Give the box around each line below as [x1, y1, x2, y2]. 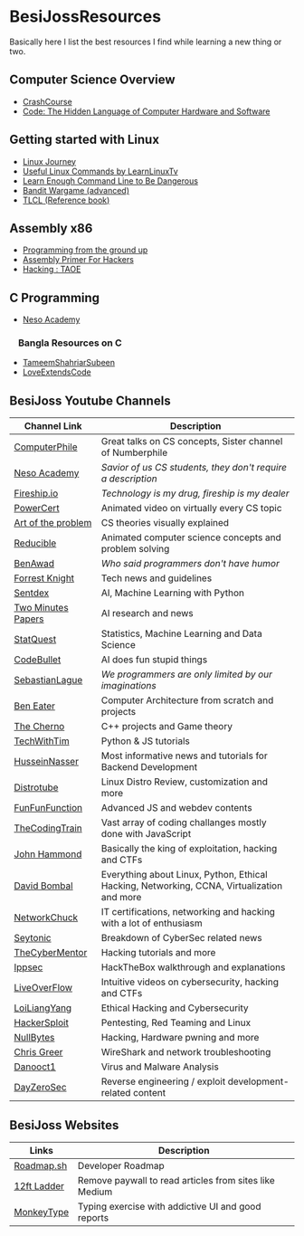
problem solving [100, 543, 170, 556]
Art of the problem [14, 517, 92, 529]
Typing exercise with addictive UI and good [77, 1201, 261, 1213]
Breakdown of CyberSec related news [100, 932, 262, 945]
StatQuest [14, 633, 57, 646]
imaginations [100, 680, 157, 692]
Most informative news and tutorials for [100, 749, 269, 762]
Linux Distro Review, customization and [100, 775, 269, 788]
